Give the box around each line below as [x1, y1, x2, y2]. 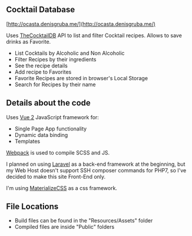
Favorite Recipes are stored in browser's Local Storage [14, 74, 148, 81]
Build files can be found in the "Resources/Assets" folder [14, 217, 153, 224]
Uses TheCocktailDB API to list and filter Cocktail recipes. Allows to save [6, 32, 183, 39]
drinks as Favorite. [6, 38, 51, 45]
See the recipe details [14, 62, 68, 69]
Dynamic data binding [14, 131, 68, 138]
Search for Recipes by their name [14, 81, 96, 88]
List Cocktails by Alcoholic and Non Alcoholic [14, 50, 125, 57]
